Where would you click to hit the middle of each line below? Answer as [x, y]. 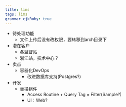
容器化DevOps [34, 71]
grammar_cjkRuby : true [28, 19]
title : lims [17, 10]
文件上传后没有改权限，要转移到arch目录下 [63, 39]
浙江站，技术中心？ [39, 58]
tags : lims [16, 14]
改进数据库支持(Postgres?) [54, 76]
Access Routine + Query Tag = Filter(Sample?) [74, 95]
